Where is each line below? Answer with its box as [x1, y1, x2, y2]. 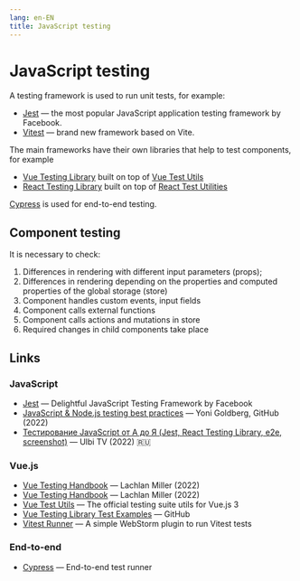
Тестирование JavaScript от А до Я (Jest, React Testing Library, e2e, [22, 426, 283, 437]
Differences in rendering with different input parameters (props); [22, 267, 263, 277]
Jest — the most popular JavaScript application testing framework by [22, 108, 282, 118]
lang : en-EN [9, 13, 54, 23]
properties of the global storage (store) [22, 286, 168, 296]
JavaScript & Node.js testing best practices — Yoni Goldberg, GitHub [22, 408, 280, 418]
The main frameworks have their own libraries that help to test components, [9, 145, 292, 155]
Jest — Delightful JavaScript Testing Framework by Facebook [22, 398, 253, 408]
